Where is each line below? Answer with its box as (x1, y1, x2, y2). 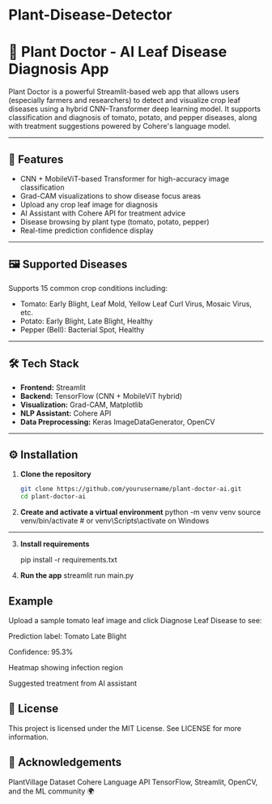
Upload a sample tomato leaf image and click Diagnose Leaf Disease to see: (8, 615, 262, 625)
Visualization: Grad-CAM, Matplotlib (19, 400, 143, 409)
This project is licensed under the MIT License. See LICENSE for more (8, 723, 241, 733)
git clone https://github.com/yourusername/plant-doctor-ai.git (19, 485, 242, 494)
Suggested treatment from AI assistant (8, 678, 138, 688)
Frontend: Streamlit (19, 383, 87, 392)
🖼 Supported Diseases (8, 258, 128, 272)
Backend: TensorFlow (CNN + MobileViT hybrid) (19, 391, 183, 400)
